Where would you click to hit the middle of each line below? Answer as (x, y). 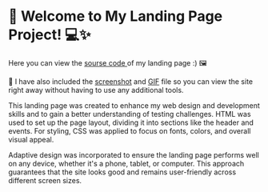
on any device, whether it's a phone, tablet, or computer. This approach (126, 163)
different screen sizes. (45, 180)
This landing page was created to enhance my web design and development (134, 105)
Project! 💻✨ (50, 35)
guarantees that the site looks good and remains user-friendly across (122, 172)
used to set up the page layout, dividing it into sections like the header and (131, 122)
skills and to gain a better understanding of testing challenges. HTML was (130, 114)
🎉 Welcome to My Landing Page (116, 16)
